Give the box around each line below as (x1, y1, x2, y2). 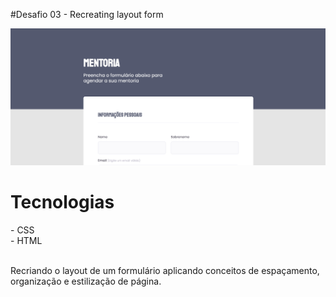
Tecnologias (10, 191, 115, 214)
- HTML (10, 234, 43, 246)
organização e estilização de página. (10, 275, 162, 287)
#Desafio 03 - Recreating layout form (10, 9, 164, 20)
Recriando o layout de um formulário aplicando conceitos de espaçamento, (10, 264, 320, 276)
